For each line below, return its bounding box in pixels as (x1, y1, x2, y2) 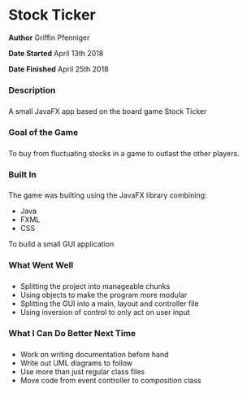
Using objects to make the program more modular (19, 290, 188, 300)
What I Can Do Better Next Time (8, 328, 136, 339)
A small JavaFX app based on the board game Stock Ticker (8, 106, 207, 116)
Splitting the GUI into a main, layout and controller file (19, 299, 199, 308)
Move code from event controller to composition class (19, 376, 201, 386)
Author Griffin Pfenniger (8, 33, 90, 42)
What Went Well (8, 260, 74, 271)
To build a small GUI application (8, 239, 115, 249)
